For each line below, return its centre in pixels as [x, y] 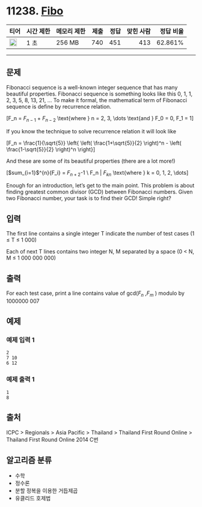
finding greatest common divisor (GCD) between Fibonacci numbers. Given [99, 192]
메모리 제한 [71, 31]
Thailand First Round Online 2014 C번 [52, 439]
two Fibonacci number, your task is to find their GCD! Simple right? [89, 198]
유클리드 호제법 [33, 498]
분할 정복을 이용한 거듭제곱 [46, 491]
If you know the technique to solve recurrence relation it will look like [91, 131]
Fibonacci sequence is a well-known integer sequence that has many [92, 87]
